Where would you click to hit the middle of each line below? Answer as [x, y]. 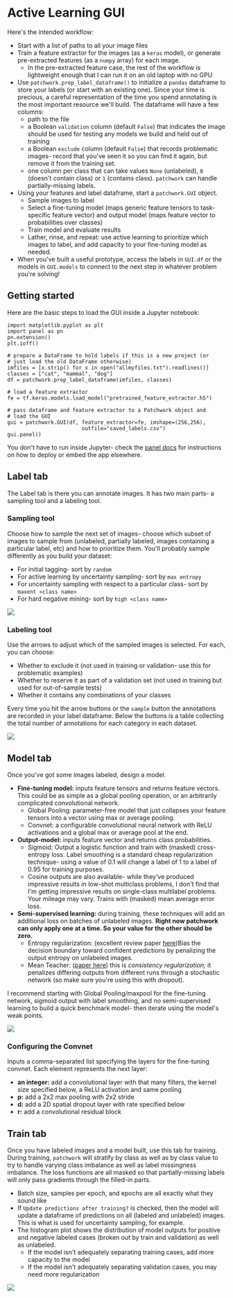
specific [39, 215]
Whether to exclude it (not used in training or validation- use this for [114, 666]
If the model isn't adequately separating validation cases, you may [122, 1267]
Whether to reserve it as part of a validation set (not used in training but [119, 681]
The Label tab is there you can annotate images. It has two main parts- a [111, 493]
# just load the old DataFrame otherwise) [69, 361]
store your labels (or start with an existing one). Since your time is [111, 89]
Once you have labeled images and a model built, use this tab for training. [112, 1150]
